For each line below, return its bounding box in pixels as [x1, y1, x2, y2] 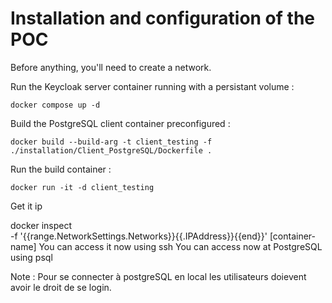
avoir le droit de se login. [10, 281, 112, 293]
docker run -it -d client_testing [10, 182, 155, 192]
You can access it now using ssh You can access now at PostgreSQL [38, 240, 323, 252]
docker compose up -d [10, 100, 101, 110]
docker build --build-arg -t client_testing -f [10, 137, 213, 147]
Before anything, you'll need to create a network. [10, 61, 212, 73]
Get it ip [10, 200, 43, 212]
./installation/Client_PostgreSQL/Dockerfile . [10, 145, 213, 156]
